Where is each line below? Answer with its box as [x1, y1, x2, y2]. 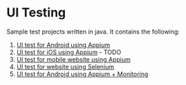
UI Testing [6, 5, 66, 21]
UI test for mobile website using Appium [16, 55, 131, 63]
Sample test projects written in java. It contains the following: [6, 27, 180, 36]
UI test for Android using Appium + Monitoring [16, 70, 149, 78]
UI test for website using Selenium [16, 62, 115, 71]
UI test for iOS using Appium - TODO [16, 48, 122, 56]
